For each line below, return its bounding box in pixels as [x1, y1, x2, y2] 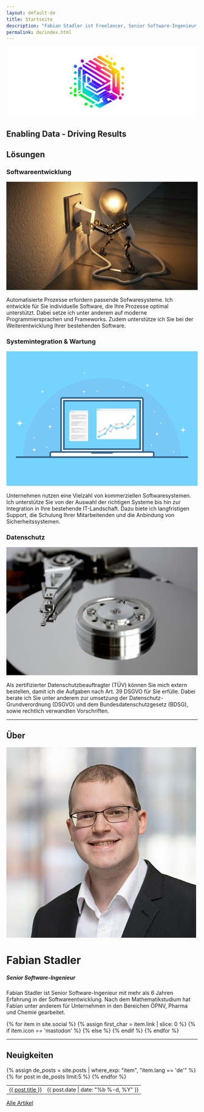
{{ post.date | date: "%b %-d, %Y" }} [47, 1086, 139, 1093]
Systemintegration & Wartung [6, 337, 96, 346]
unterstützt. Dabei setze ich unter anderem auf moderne [6, 308, 148, 316]
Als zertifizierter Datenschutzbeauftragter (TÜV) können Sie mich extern [6, 681, 188, 688]
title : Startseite [6, 16, 53, 23]
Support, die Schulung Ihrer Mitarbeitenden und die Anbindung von [6, 511, 175, 519]
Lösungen [6, 149, 46, 160]
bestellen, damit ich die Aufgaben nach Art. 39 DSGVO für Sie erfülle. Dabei [6, 688, 195, 695]
